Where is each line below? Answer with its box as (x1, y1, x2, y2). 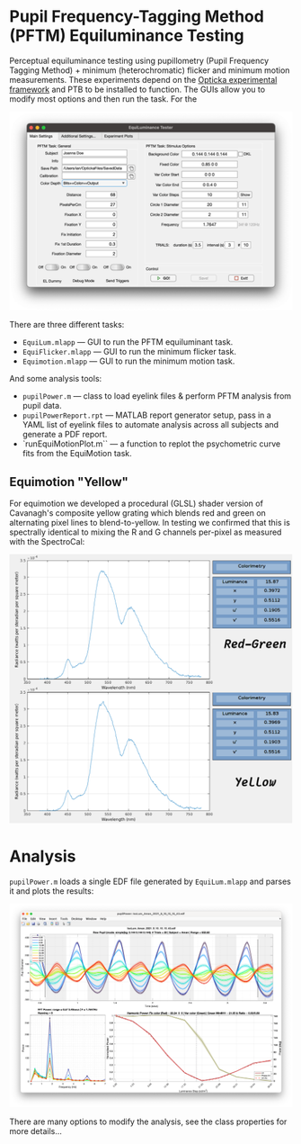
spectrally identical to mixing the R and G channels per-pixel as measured (9, 527, 282, 537)
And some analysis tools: (9, 374, 102, 384)
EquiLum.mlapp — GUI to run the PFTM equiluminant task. (22, 337, 234, 347)
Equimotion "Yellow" (9, 474, 128, 490)
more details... (9, 1125, 63, 1136)
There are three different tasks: (9, 320, 125, 330)
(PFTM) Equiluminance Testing (9, 25, 244, 46)
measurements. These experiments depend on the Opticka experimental (9, 74, 278, 85)
